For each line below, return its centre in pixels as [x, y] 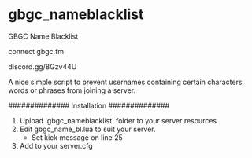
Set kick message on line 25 [77, 137]
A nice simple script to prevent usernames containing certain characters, [126, 82]
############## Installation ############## [89, 105]
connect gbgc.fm [36, 51]
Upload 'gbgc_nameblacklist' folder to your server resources [118, 120]
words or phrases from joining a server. [72, 90]
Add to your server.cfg [56, 145]
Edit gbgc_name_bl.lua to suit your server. [87, 129]
